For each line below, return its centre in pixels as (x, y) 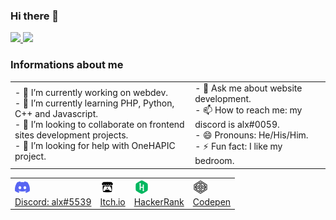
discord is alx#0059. (237, 125)
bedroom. (214, 161)
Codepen (212, 201)
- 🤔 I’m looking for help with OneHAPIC (95, 146)
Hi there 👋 (35, 16)
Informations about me (67, 65)
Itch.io (112, 201)
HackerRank (159, 201)
